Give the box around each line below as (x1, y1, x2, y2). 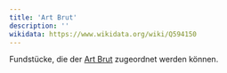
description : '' (9, 21, 69, 30)
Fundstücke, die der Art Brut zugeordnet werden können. (9, 54, 219, 65)
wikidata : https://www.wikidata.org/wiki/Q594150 (9, 29, 198, 38)
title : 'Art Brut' (9, 12, 77, 22)
